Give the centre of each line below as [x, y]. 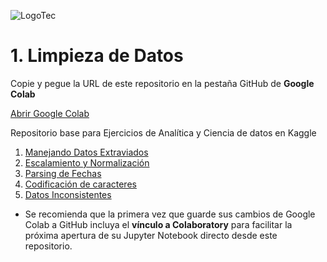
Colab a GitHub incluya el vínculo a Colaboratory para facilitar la [158, 224]
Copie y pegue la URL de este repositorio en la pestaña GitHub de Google [162, 83]
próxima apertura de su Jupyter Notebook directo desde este [151, 235]
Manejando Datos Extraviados [86, 152]
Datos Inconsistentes [68, 194]
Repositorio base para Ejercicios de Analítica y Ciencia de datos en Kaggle [163, 132]
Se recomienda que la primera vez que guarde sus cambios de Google [170, 214]
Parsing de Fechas [63, 173]
